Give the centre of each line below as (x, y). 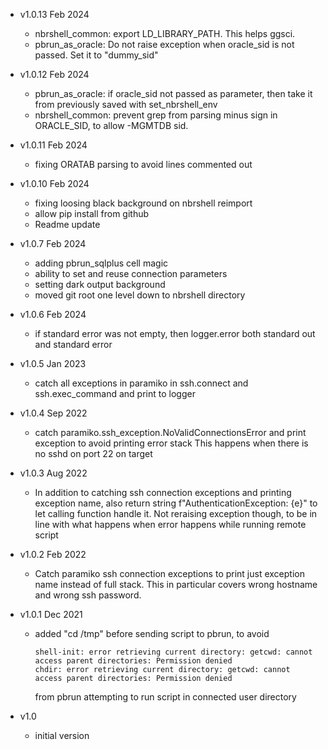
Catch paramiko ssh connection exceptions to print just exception (169, 573)
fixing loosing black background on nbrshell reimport (143, 203)
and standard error (73, 344)
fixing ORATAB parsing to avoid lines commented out (143, 164)
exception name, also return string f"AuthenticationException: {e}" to (176, 503)
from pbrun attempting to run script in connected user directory (165, 697)
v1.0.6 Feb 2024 (53, 314)
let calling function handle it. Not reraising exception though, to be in (176, 513)
